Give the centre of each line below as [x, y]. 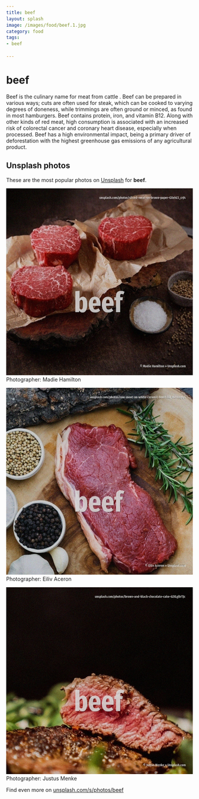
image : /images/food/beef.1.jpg [46, 25]
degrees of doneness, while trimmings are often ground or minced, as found [99, 109]
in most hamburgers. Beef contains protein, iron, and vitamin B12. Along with [99, 115]
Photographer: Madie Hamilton [44, 379]
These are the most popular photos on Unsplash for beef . [76, 180]
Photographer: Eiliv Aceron [39, 579]
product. [17, 147]
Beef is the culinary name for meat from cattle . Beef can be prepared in [94, 96]
